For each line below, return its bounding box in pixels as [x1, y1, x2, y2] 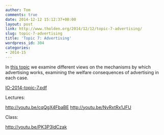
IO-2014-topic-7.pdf [5, 84, 47, 90]
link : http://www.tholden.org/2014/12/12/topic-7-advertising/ [5, 26, 143, 31]
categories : [5, 45, 31, 50]
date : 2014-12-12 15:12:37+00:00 [5, 17, 76, 22]
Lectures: [5, 94, 25, 100]
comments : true [5, 12, 38, 17]
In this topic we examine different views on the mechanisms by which [5, 64, 151, 70]
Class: [5, 114, 19, 120]
